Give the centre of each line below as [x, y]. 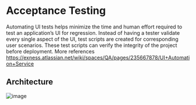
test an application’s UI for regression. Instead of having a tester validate [93, 32]
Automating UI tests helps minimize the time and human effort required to [94, 27]
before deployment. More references [50, 51]
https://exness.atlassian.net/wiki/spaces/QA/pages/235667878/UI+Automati [98, 57]
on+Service [20, 64]
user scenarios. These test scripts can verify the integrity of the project [92, 45]
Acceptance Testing [56, 11]
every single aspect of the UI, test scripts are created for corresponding [92, 39]
